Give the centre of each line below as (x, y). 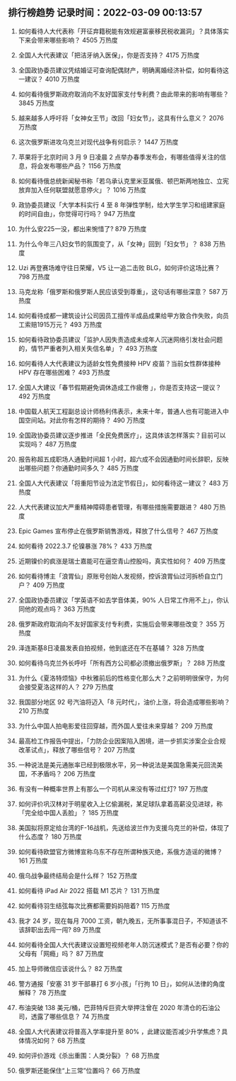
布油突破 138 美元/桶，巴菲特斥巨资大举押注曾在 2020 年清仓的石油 (116, 1007)
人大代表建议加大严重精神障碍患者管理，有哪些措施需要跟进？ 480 (115, 507)
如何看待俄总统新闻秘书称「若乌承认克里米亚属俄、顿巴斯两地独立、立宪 (123, 181)
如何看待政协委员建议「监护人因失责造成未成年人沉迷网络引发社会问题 (120, 340)
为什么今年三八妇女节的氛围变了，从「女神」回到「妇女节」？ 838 (114, 244)
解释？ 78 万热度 (42, 992)
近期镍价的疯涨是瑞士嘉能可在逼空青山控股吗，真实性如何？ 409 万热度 (122, 561)
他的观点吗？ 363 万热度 (60, 609)
